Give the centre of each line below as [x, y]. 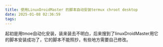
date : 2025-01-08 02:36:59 [33, 14]
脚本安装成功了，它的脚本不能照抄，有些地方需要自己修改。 [70, 40]
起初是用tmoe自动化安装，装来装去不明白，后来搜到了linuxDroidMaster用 [80, 34]
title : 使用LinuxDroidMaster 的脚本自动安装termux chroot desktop [72, 10]
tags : [11, 19]
